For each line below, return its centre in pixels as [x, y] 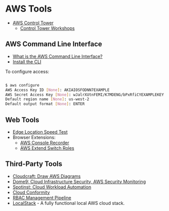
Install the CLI [27, 62]
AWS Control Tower [33, 23]
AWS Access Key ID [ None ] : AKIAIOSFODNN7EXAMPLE [57, 90]
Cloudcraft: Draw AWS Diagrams [47, 176]
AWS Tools [29, 9]
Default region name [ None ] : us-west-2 [47, 99]
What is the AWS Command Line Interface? [57, 56]
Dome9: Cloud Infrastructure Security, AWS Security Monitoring [79, 181]
